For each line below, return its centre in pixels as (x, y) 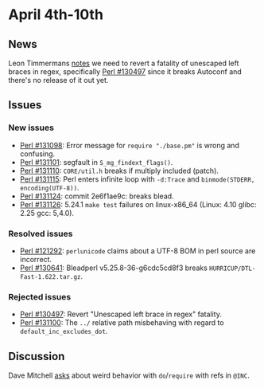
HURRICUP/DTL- (233, 268)
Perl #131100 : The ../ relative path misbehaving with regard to (122, 323)
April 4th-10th (56, 15)
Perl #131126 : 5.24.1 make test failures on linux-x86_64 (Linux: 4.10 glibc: (138, 204)
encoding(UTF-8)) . (49, 187)
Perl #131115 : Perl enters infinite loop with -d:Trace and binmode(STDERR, (137, 179)
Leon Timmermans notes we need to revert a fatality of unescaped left (124, 63)
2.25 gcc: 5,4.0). (47, 213)
